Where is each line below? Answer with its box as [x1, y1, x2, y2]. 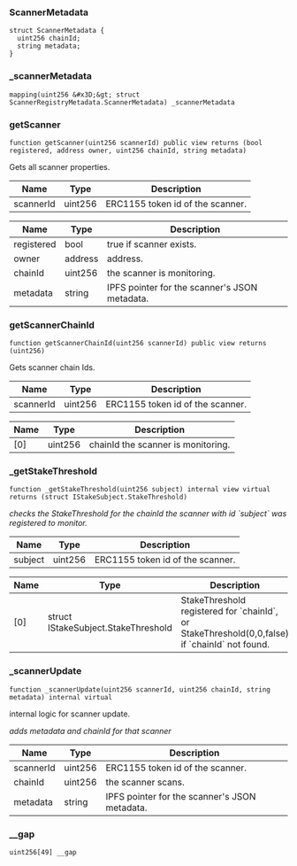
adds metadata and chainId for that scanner [9, 725, 172, 736]
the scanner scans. [105, 776, 186, 788]
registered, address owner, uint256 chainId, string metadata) [9, 146, 247, 155]
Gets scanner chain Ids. [9, 362, 95, 373]
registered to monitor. [9, 518, 88, 529]
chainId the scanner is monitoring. [88, 438, 231, 451]
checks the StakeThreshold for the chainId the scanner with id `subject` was [9, 508, 287, 519]
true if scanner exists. [107, 237, 197, 250]
